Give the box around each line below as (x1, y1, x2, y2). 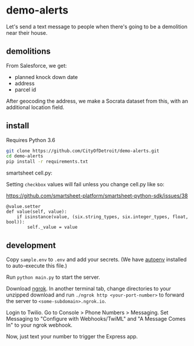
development (6, 240, 56, 251)
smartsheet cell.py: (6, 169, 53, 177)
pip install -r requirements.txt (6, 159, 88, 165)
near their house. (6, 29, 48, 36)
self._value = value (27, 225, 78, 230)
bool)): (6, 219, 25, 225)
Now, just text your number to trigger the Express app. (6, 333, 138, 340)
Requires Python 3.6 (6, 136, 55, 143)
